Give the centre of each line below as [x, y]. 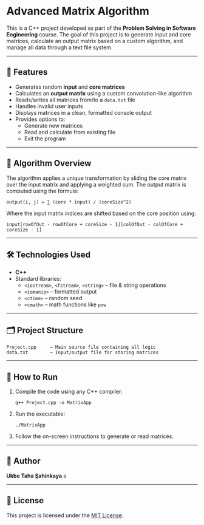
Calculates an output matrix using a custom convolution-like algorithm [104, 93]
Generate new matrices [53, 125]
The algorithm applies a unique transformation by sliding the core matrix [97, 178]
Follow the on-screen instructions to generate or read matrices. [94, 436]
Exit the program [45, 139]
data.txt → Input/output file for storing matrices [83, 353]
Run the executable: [40, 414]
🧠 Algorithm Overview [49, 163]
